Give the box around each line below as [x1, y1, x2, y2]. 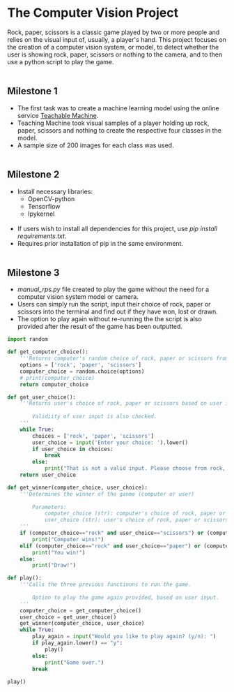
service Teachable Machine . [17, 111, 99, 119]
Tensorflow [27, 202, 61, 210]
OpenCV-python [27, 194, 75, 203]
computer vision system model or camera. [17, 293, 139, 301]
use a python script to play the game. [7, 57, 114, 66]
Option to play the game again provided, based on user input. [32, 594, 219, 601]
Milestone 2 [7, 169, 60, 181]
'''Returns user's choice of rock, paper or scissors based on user [19, 400, 223, 407]
